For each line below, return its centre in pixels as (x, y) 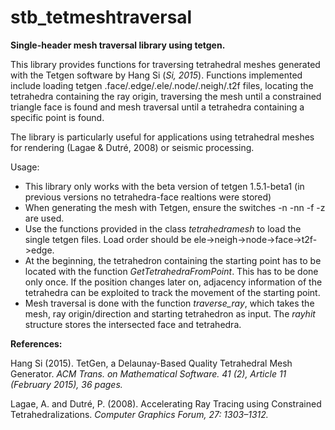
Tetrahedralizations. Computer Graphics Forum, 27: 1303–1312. (139, 414)
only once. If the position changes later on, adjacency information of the (173, 282)
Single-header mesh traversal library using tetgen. (118, 45)
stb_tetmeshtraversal (101, 17)
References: (36, 343)
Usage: (25, 167)
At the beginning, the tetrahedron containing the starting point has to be (173, 260)
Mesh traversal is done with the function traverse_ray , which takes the (169, 303)
